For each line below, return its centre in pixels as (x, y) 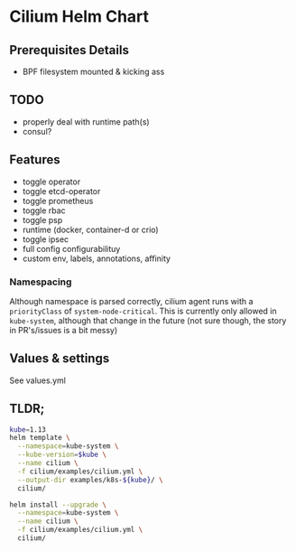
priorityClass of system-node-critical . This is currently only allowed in (143, 311)
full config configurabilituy (71, 248)
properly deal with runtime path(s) (86, 121)
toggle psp (42, 219)
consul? (37, 131)
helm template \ (40, 438)
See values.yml (37, 380)
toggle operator (51, 182)
